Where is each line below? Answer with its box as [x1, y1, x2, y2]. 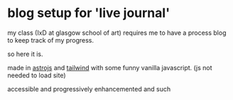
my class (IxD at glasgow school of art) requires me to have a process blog [7, 28, 227, 37]
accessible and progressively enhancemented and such [7, 84, 171, 93]
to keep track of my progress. [7, 35, 94, 44]
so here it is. [7, 50, 44, 58]
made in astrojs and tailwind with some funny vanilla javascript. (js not [7, 63, 212, 72]
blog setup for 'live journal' [7, 5, 170, 21]
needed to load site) [7, 71, 66, 79]
